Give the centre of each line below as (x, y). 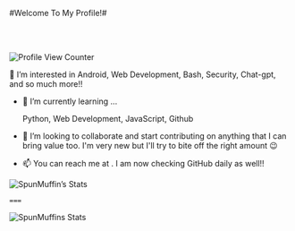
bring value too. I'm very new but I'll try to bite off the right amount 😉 (150, 145)
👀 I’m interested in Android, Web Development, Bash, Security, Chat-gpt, (143, 74)
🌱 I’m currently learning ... (70, 101)
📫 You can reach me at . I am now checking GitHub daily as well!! (143, 163)
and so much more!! (46, 84)
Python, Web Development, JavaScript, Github (108, 119)
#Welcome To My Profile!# (58, 13)
